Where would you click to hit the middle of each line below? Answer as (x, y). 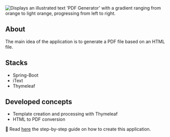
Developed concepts (39, 102)
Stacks (16, 63)
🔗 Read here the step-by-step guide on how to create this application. (78, 129)
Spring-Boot (25, 75)
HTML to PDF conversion (39, 119)
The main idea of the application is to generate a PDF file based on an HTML (85, 41)
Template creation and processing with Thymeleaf (65, 114)
